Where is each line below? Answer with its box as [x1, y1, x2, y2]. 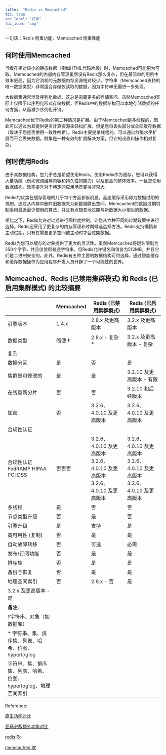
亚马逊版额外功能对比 [5, 723, 48, 729]
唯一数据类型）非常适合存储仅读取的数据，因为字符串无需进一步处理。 [5, 84, 148, 89]
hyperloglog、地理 [7, 682, 51, 689]
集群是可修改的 [7, 372, 43, 379]
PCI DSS [7, 471, 27, 478]
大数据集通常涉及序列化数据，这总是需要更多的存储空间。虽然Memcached [5, 94, 157, 100]
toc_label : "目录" [5, 16, 41, 21]
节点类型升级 [7, 513, 38, 520]
